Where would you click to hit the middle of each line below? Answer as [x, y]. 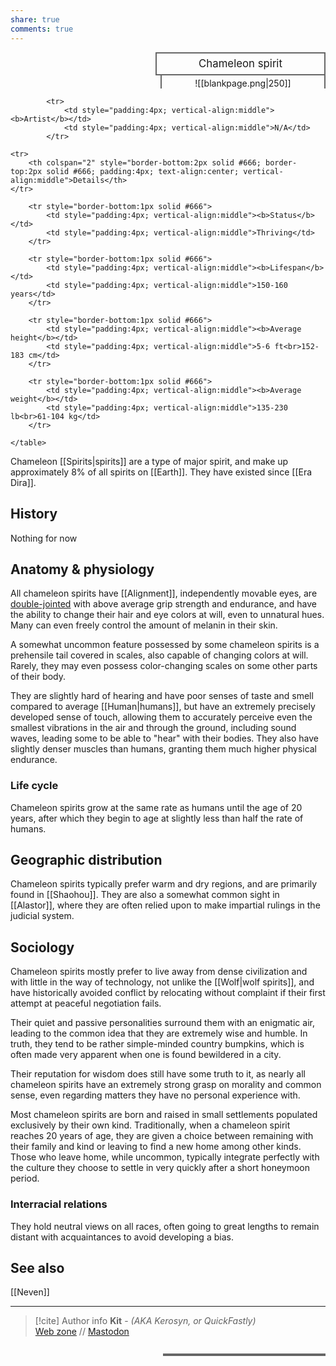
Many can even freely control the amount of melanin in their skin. [144, 625]
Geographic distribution [86, 860]
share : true [35, 19]
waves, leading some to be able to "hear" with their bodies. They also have [164, 738]
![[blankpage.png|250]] [243, 83]
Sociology [42, 947]
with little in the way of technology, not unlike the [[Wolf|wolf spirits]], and [162, 982]
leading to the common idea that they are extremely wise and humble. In [159, 1033]
